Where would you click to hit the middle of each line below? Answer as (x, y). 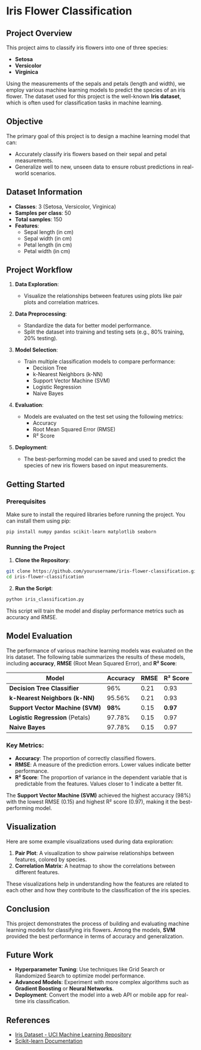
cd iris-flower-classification (45, 577)
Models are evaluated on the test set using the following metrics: (103, 417)
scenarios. (43, 173)
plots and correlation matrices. (62, 302)
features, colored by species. (51, 859)
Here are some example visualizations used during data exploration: (90, 841)
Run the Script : (34, 589)
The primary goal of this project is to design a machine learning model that (98, 136)
